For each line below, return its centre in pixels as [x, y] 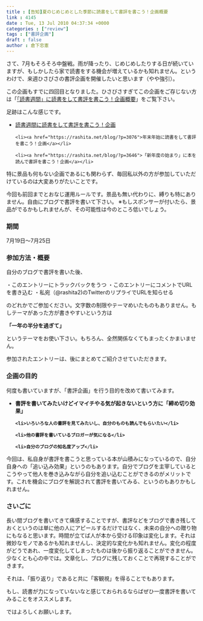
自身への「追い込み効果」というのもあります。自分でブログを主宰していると [101, 466]
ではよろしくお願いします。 [40, 612]
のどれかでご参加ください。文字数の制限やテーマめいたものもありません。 [99, 305]
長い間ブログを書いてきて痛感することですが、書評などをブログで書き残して [101, 521]
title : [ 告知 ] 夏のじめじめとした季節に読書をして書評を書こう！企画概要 [87, 12]
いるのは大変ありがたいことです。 [59, 181]
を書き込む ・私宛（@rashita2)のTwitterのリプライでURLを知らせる [90, 292]
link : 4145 [21, 18]
